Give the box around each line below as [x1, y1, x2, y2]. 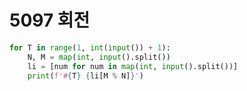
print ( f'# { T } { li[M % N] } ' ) [27, 71, 144, 81]
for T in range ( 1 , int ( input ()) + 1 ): [9, 42, 171, 53]
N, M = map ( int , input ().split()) [27, 52, 171, 62]
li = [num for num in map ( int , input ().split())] [27, 61, 239, 71]
